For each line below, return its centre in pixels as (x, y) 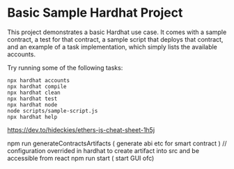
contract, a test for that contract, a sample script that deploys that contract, (115, 39)
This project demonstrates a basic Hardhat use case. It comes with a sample (117, 32)
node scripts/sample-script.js (53, 111)
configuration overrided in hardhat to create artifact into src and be (103, 150)
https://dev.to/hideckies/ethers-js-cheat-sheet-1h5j (81, 129)
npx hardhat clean (34, 92)
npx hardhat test (32, 99)
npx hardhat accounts (39, 80)
